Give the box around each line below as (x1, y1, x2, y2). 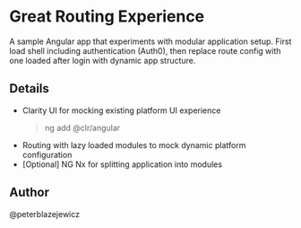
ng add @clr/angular (44, 122, 121, 133)
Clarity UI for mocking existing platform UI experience (21, 105, 221, 116)
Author (9, 185, 49, 200)
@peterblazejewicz (9, 208, 81, 219)
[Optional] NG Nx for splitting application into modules (21, 159, 222, 170)
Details (9, 81, 49, 96)
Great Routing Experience (9, 6, 205, 27)
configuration (21, 149, 73, 160)
